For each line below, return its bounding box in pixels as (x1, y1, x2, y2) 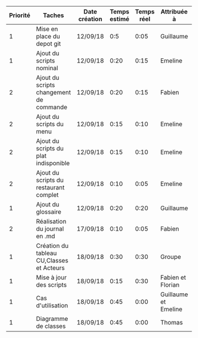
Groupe (160, 253, 181, 261)
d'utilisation (36, 301, 68, 309)
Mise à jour (36, 274, 67, 281)
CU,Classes (36, 257, 69, 264)
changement (36, 88, 71, 96)
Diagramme (36, 315, 68, 323)
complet (36, 191, 59, 199)
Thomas (160, 319, 183, 326)
